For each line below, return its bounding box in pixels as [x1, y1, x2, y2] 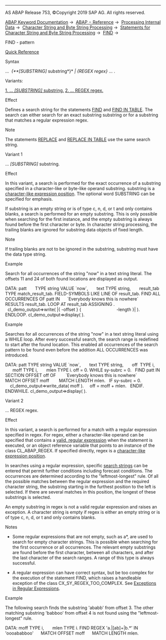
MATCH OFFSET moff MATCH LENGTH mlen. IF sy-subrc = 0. [5, 378, 142, 383]
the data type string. [5, 251, 46, 257]
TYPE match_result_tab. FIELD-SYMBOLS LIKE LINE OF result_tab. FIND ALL [5, 291, 161, 296]
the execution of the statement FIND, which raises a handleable [12, 575, 142, 581]
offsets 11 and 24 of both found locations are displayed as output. [5, 276, 138, 282]
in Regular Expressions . [12, 585, 60, 591]
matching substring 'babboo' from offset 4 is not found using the [5, 610, 137, 616]
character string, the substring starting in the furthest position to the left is [5, 484, 156, 490]
